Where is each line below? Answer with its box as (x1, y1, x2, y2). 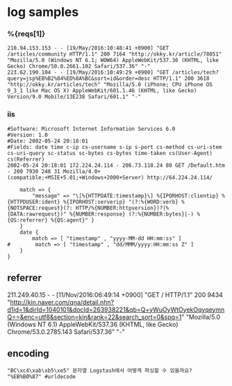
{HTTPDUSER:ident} (7, 198, 60, 205)
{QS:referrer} (7, 216, 49, 223)
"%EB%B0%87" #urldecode (7, 373, 76, 380)
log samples (7, 4, 79, 20)
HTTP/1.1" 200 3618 (153, 75, 210, 82)
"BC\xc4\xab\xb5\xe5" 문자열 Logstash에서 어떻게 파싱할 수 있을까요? (7, 367, 192, 374)
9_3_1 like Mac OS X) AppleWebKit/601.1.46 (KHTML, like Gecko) (7, 88, 197, 95)
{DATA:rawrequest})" (7, 210, 67, 218)
